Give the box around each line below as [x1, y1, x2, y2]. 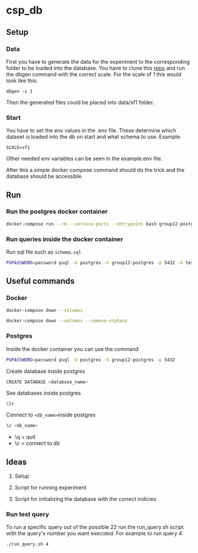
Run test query [6, 510, 49, 518]
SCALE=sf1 [6, 145, 31, 151]
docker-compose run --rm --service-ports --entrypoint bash [6, 221, 157, 227]
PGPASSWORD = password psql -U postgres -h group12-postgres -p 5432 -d [6, 260, 183, 266]
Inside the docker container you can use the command [6, 345, 139, 352]
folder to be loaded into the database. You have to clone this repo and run [6, 64, 186, 71]
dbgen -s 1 [6, 88, 33, 95]
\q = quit [14, 434, 36, 441]
